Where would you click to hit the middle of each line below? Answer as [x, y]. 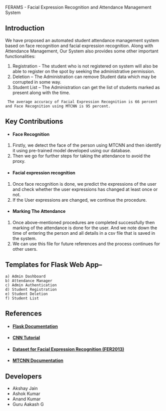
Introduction [25, 28]
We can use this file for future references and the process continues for [86, 244]
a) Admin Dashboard [25, 276]
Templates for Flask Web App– [54, 265]
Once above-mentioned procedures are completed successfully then [83, 222]
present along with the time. [41, 93]
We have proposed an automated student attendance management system [82, 40]
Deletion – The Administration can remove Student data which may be [84, 77]
